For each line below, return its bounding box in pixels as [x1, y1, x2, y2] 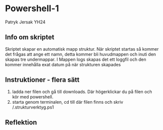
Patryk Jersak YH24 [5, 19, 45, 25]
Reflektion [5, 118, 38, 127]
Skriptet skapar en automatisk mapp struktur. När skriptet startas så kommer [5, 46, 159, 52]
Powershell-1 [5, 3, 60, 14]
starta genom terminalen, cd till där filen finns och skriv [12, 99, 123, 105]
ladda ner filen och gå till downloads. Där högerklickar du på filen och [12, 89, 152, 94]
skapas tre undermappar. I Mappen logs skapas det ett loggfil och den [5, 56, 146, 62]
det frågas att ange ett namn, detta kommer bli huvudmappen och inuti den [5, 51, 156, 57]
